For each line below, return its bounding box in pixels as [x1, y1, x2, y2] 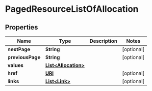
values [7, 62, 24, 68]
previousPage [7, 54, 41, 61]
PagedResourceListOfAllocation [5, 3, 139, 15]
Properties [5, 23, 38, 31]
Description [89, 38, 118, 44]
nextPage [7, 46, 30, 53]
